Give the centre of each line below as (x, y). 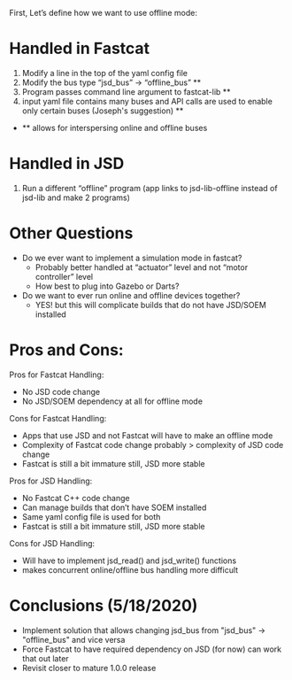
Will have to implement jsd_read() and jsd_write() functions (129, 560)
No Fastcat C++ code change (76, 498)
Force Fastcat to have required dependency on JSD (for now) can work (151, 649)
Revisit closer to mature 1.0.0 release (89, 668)
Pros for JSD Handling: (51, 481)
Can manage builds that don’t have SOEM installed (114, 507)
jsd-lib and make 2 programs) (76, 197)
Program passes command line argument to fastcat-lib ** (127, 91)
